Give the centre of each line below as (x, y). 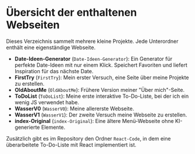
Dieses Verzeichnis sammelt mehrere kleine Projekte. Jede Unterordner (92, 41)
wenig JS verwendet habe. (47, 102)
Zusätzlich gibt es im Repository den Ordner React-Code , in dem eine (88, 138)
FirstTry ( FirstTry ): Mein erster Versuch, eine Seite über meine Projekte (102, 77)
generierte (27, 127)
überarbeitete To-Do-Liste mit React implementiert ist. (71, 145)
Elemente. (53, 127)
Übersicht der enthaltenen (71, 13)
